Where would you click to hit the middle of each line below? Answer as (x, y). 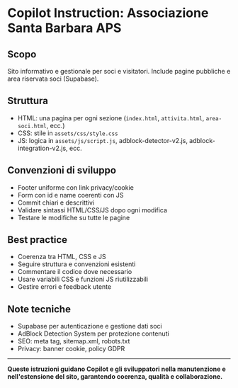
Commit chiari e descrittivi (56, 202)
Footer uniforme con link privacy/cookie (76, 187)
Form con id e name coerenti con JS (70, 195)
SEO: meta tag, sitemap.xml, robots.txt (74, 341)
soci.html (32, 126)
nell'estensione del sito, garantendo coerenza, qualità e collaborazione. (115, 377)
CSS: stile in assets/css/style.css (68, 133)
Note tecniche (39, 309)
